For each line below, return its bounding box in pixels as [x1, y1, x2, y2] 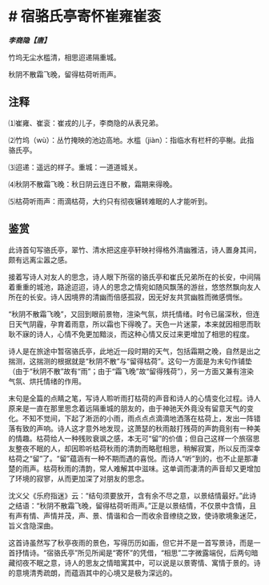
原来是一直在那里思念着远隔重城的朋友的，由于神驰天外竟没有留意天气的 [8, 403, 247, 413]
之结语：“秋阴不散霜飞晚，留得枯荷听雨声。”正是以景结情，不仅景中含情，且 [8, 501, 257, 510]
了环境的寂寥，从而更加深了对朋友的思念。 [8, 473, 149, 483]
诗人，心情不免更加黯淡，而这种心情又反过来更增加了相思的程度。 [35, 329, 254, 339]
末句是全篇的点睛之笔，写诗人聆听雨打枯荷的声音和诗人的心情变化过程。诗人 [8, 393, 261, 403]
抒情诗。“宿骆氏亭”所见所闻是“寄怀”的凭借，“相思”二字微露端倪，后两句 [14, 547, 251, 558]
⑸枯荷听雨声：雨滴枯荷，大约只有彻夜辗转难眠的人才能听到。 [8, 196, 212, 205]
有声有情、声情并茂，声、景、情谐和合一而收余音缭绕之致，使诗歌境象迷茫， [8, 510, 261, 520]
